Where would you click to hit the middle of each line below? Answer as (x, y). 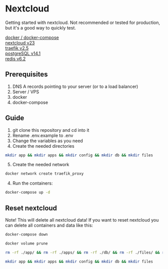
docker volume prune (27, 243)
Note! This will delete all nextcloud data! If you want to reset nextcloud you (82, 220)
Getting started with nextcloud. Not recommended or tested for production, (83, 22)
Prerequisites (26, 75)
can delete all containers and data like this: (49, 225)
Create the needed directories (43, 146)
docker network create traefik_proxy (44, 174)
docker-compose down (27, 235)
